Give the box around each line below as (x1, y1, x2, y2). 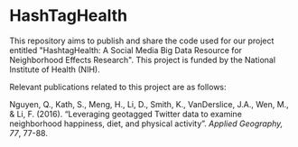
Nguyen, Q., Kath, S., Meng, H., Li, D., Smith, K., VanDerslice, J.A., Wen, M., (9, 98, 289, 109)
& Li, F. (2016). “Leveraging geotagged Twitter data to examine (9, 108, 242, 119)
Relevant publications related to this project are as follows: (9, 81, 228, 92)
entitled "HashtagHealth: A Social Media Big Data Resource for (9, 44, 242, 55)
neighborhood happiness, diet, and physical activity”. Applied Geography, (9, 118, 284, 129)
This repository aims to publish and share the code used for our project (9, 35, 275, 46)
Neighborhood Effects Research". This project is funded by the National (9, 54, 276, 65)
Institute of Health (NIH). (9, 64, 101, 75)
